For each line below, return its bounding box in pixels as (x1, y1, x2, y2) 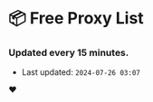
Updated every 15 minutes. (8, 47, 129, 60)
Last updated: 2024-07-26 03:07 (21, 67, 141, 78)
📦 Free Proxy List (8, 8, 144, 29)
